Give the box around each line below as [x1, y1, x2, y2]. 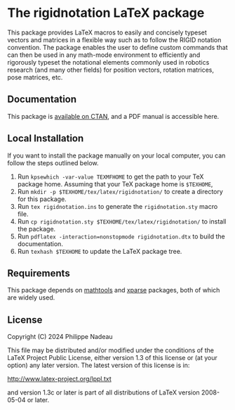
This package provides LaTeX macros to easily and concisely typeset [7, 28, 207, 37]
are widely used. [7, 293, 55, 302]
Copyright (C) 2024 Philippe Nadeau [7, 333, 114, 341]
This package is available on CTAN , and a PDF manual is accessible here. [7, 112, 220, 120]
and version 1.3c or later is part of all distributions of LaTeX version [7, 388, 200, 397]
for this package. [17, 195, 67, 203]
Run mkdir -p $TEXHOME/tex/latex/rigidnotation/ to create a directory [17, 187, 223, 196]
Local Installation [7, 132, 84, 145]
